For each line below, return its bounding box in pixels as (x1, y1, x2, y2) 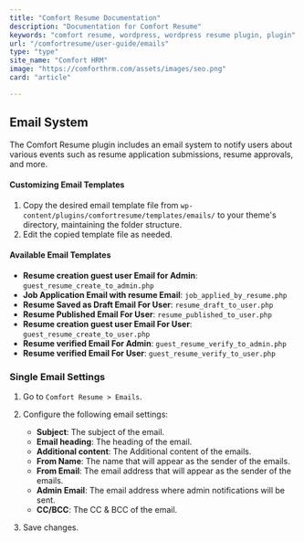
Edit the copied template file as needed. (22, 228, 173, 239)
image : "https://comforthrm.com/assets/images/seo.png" (9, 65, 226, 74)
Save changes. (22, 522, 79, 533)
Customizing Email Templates (9, 179, 125, 190)
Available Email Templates (9, 250, 111, 260)
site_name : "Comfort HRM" (9, 56, 108, 65)
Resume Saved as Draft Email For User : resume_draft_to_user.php (22, 299, 274, 310)
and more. (9, 158, 48, 169)
